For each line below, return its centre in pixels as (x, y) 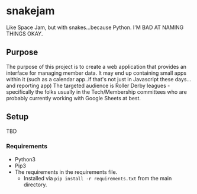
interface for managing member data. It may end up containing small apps (96, 73)
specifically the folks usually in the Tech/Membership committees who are (97, 92)
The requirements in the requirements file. (66, 172)
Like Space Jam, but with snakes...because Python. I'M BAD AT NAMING (95, 27)
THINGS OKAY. (25, 33)
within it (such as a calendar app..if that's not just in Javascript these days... (99, 79)
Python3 (25, 159)
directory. (35, 185)
